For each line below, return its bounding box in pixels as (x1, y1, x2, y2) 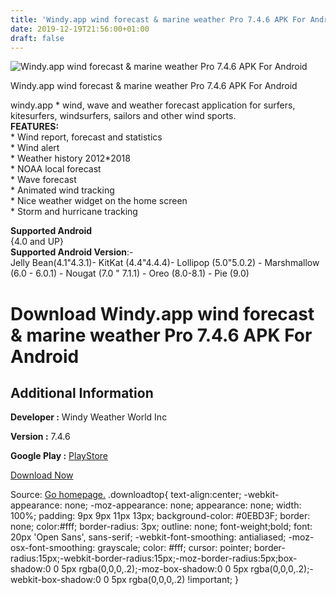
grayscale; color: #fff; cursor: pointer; (97, 542, 252, 554)
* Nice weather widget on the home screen (10, 195, 188, 207)
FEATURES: (10, 121, 60, 133)
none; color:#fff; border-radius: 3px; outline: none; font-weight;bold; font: (10, 521, 313, 533)
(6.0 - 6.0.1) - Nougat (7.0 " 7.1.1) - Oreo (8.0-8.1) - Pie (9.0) (10, 267, 250, 280)
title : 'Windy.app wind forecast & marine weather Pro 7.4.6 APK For (10, 14, 307, 25)
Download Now (10, 469, 74, 481)
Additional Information (10, 384, 154, 401)
